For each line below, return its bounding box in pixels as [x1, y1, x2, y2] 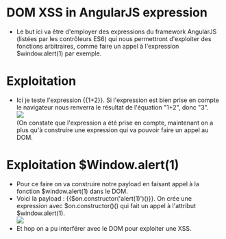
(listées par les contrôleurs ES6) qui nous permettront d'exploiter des [16, 34, 212, 42]
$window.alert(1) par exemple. [16, 49, 102, 58]
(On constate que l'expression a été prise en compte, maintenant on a [16, 118, 214, 127]
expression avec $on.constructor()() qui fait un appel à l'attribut [16, 201, 197, 210]
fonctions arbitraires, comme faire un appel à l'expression [16, 42, 179, 50]
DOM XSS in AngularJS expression [6, 5, 208, 21]
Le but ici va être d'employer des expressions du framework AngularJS [16, 27, 217, 36]
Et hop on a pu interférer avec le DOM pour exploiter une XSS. [16, 224, 192, 232]
